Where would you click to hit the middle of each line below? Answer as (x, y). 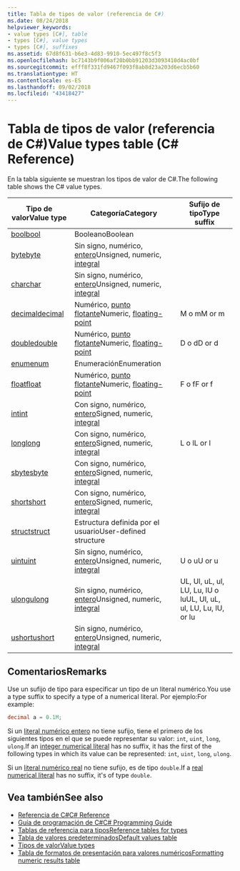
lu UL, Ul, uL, (200, 599)
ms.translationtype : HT (43, 74)
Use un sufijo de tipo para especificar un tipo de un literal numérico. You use (119, 689)
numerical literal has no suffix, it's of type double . (80, 775)
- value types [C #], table (47, 34)
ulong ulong (30, 599)
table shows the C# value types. (55, 187)
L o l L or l (195, 443)
